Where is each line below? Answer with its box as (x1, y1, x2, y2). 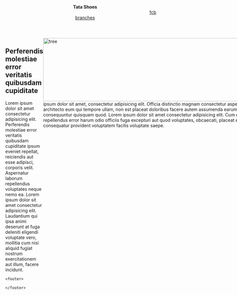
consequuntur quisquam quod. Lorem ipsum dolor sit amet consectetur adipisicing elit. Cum (43, 112, 235, 117)
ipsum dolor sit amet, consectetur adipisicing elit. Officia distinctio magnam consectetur (43, 101, 226, 107)
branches (75, 15, 95, 21)
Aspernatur (5, 170, 29, 176)
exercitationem (5, 256, 36, 262)
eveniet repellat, (5, 148, 39, 154)
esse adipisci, (5, 159, 34, 165)
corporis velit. (5, 164, 34, 171)
